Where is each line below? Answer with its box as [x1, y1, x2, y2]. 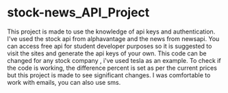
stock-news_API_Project [7, 5, 150, 21]
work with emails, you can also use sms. [7, 78, 121, 86]
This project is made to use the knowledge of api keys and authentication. [7, 27, 216, 36]
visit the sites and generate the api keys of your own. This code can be [7, 49, 207, 57]
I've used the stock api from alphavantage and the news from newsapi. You [7, 34, 220, 42]
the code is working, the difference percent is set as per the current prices [7, 64, 218, 72]
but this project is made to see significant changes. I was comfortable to [7, 70, 211, 79]
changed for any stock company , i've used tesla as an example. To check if [7, 56, 221, 64]
